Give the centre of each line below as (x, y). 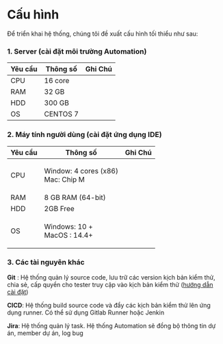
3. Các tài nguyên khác (46, 262)
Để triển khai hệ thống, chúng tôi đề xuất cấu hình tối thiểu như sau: (103, 34)
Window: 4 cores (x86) (81, 171)
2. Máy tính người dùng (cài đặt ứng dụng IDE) (84, 135)
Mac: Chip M (65, 180)
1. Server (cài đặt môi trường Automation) (77, 51)
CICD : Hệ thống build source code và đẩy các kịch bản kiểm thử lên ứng (109, 305)
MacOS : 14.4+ (69, 235)
